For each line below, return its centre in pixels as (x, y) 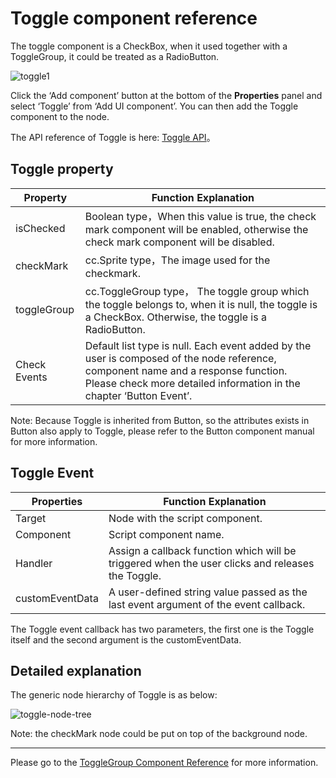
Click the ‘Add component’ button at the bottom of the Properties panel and (166, 95)
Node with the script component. (185, 518)
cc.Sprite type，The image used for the (177, 260)
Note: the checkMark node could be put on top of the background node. (159, 734)
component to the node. (60, 116)
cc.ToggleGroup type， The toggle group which (197, 291)
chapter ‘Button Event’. (138, 395)
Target (31, 518)
